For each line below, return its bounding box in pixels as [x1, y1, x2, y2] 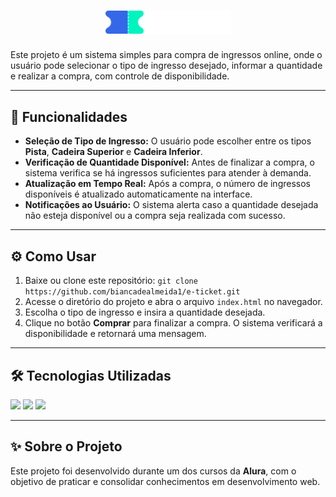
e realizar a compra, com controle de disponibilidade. [10, 70, 230, 82]
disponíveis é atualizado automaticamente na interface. [24, 188, 253, 200]
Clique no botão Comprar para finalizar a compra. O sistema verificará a [24, 317, 323, 329]
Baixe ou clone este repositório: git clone [24, 275, 198, 287]
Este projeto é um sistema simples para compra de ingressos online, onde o [10, 49, 323, 61]
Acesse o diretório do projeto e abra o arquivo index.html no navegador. [24, 296, 323, 308]
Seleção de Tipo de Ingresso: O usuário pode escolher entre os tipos [24, 135, 312, 147]
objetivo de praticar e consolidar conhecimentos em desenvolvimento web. [10, 475, 321, 487]
